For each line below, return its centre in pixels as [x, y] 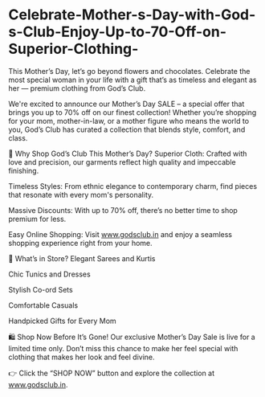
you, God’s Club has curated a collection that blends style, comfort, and [127, 129]
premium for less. [37, 219]
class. [18, 137]
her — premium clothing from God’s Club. [77, 88]
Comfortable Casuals [43, 305]
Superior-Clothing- [73, 49]
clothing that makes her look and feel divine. [82, 357]
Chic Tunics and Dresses [49, 274]
